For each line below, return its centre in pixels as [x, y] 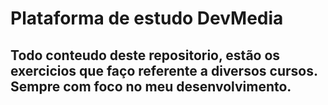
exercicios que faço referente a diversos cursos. [164, 70]
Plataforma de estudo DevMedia [147, 18]
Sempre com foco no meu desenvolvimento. [151, 86]
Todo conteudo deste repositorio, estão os [145, 55]
